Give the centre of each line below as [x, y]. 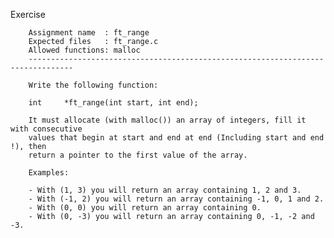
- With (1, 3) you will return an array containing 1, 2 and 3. [165, 190]
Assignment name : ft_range [89, 33]
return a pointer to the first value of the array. [138, 155]
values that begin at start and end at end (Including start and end [176, 138]
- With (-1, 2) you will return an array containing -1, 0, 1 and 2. [176, 199]
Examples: [49, 173]
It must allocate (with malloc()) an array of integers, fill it [167, 120]
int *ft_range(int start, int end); [113, 103]
